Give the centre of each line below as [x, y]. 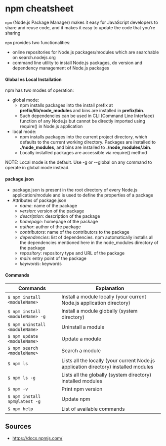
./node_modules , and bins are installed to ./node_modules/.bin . [85, 147]
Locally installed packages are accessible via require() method [83, 153]
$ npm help [20, 409]
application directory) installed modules [107, 367]
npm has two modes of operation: [40, 90]
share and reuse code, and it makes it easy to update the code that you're [80, 27]
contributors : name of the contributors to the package [74, 232]
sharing [13, 33]
